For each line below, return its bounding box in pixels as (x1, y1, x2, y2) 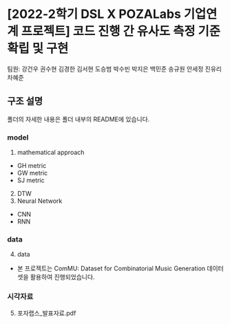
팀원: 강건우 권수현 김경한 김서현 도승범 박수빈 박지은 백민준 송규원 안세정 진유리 (7, 65, 222, 73)
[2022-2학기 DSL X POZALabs (7, 6, 181, 22)
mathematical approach (17, 149, 85, 157)
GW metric (17, 169, 48, 177)
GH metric (17, 162, 47, 170)
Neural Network (17, 197, 63, 205)
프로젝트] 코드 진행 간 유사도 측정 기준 (21, 23, 220, 39)
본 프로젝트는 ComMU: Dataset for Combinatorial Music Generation (17, 264, 206, 272)
